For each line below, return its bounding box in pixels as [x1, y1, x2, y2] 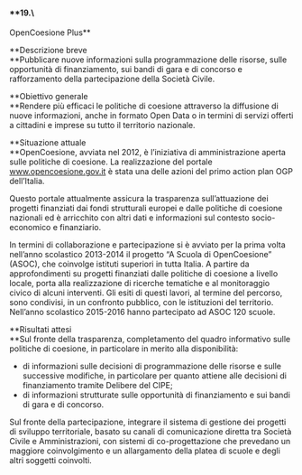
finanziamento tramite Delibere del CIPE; [22, 380, 173, 391]
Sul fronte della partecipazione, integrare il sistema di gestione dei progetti [9, 416, 287, 428]
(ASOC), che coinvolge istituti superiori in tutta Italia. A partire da [9, 258, 250, 270]
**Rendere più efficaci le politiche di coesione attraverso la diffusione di [9, 100, 279, 112]
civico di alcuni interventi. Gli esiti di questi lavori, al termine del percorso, [9, 287, 283, 298]
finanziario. [59, 222, 102, 233]
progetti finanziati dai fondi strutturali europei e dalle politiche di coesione [9, 203, 283, 214]
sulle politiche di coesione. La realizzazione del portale [9, 156, 214, 167]
